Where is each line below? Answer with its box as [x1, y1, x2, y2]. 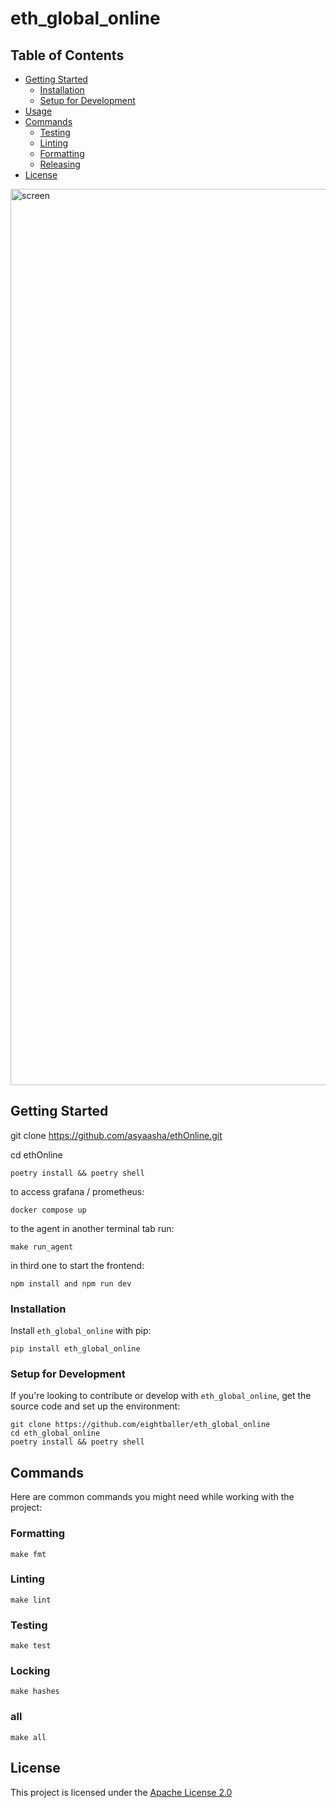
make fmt [10, 1549, 47, 1559]
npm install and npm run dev [10, 1278, 132, 1289]
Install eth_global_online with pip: [10, 1325, 152, 1337]
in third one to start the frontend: [10, 1259, 145, 1271]
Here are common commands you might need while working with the [10, 1491, 295, 1503]
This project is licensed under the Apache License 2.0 [10, 1786, 233, 1798]
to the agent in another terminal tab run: [10, 1222, 175, 1234]
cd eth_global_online [10, 1428, 101, 1439]
